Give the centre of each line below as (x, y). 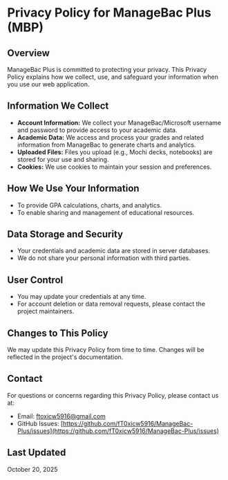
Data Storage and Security (65, 234)
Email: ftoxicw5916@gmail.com (61, 416)
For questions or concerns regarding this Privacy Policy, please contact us (113, 395)
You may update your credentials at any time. (82, 297)
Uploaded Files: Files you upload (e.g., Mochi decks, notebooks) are (115, 152)
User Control (35, 280)
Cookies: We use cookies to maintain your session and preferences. (114, 167)
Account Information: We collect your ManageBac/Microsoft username (119, 122)
